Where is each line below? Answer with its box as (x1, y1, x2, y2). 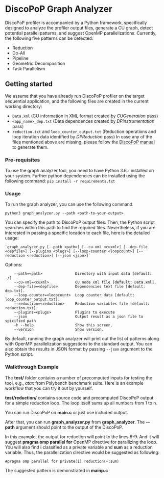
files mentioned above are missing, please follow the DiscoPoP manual (12, 139, 155, 145)
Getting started (5, 80, 53, 88)
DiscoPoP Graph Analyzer (5, 3, 113, 15)
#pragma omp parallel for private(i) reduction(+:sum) (5, 459, 119, 464)
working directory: (5, 103, 43, 109)
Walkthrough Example (5, 364, 59, 371)
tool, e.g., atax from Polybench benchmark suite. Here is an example (5, 380, 143, 386)
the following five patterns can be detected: (5, 35, 94, 41)
